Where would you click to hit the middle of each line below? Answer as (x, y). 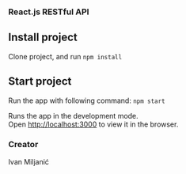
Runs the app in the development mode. (73, 115)
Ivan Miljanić (29, 161)
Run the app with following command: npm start (87, 100)
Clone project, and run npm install (65, 56)
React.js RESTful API (49, 12)
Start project (40, 81)
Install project (43, 38)
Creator (23, 145)
